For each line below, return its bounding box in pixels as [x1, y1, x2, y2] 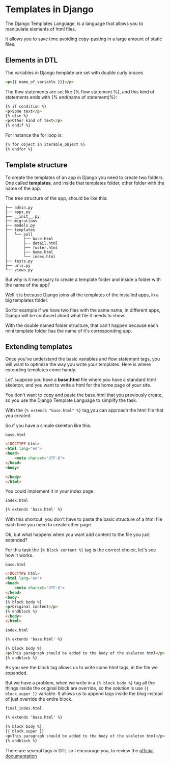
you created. [5, 413, 32, 419]
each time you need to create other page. [5, 522, 93, 528]
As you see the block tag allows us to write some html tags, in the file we [5, 665, 158, 671]
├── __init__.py [5, 214, 40, 219]
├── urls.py [5, 263, 31, 268]
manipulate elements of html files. [5, 26, 76, 32]
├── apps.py [5, 209, 31, 215]
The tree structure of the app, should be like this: [5, 195, 108, 201]
